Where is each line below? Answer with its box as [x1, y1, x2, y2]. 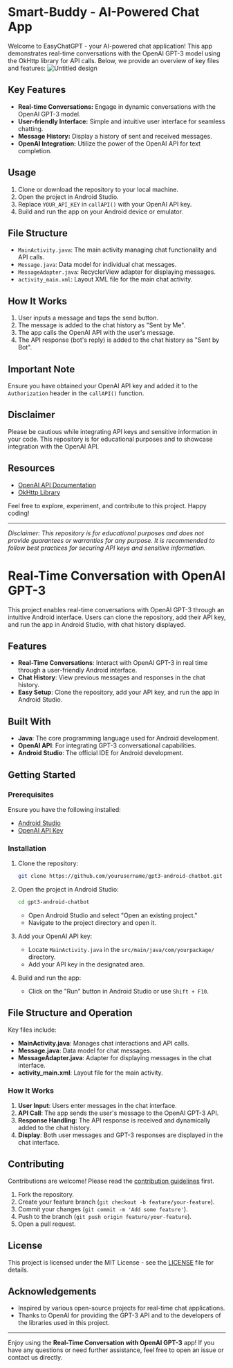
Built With [8, 716, 51, 727]
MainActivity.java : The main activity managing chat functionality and [17, 245, 217, 254]
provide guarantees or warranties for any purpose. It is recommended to [8, 536, 215, 544]
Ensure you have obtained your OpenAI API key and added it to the [8, 382, 198, 390]
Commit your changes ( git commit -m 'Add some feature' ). [17, 1204, 189, 1213]
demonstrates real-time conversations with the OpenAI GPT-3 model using [8, 49, 221, 58]
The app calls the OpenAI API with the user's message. [17, 329, 175, 337]
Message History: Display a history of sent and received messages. [17, 132, 213, 140]
